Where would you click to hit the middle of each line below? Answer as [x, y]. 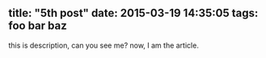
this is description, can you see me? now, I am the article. [104, 45]
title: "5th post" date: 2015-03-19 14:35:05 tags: [133, 13]
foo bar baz [38, 26]
